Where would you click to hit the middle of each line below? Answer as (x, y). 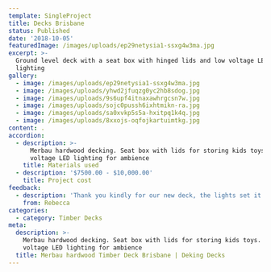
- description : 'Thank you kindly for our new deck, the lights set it (139, 195)
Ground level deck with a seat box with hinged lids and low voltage (135, 61)
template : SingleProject (50, 16)
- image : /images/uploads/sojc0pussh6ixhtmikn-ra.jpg (108, 105)
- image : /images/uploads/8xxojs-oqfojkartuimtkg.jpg (108, 121)
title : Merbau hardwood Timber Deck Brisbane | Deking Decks (121, 255)
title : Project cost (57, 181)
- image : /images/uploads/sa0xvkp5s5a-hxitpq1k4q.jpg (108, 113)
